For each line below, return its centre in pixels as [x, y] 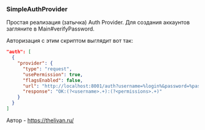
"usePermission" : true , [53, 74]
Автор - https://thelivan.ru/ [40, 120]
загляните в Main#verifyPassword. [50, 29]
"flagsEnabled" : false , [53, 80]
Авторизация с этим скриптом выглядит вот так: [70, 41]
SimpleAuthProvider [37, 9]
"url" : [31, 86]
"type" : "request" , [47, 69]
